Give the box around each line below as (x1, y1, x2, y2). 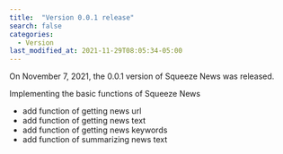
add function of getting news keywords (22, 124, 168, 135)
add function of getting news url (22, 106, 142, 116)
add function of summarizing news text (22, 134, 168, 145)
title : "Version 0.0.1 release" (9, 13, 135, 22)
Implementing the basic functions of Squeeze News (9, 89, 200, 99)
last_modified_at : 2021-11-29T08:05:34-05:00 (9, 47, 182, 56)
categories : (9, 30, 54, 38)
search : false (9, 21, 63, 30)
